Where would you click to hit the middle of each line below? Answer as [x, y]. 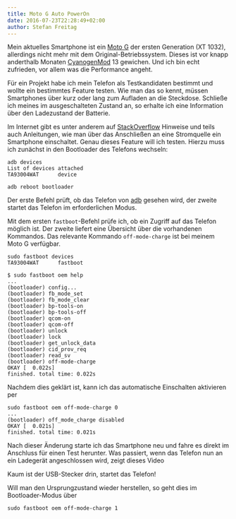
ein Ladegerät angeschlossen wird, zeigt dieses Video [86, 460]
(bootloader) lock [34, 337]
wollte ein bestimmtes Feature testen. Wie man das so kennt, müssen [108, 91]
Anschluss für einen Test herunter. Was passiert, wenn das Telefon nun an [115, 453]
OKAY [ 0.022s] [31, 368]
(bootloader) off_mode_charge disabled [66, 420]
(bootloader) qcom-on [39, 318]
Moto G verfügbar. [34, 244]
